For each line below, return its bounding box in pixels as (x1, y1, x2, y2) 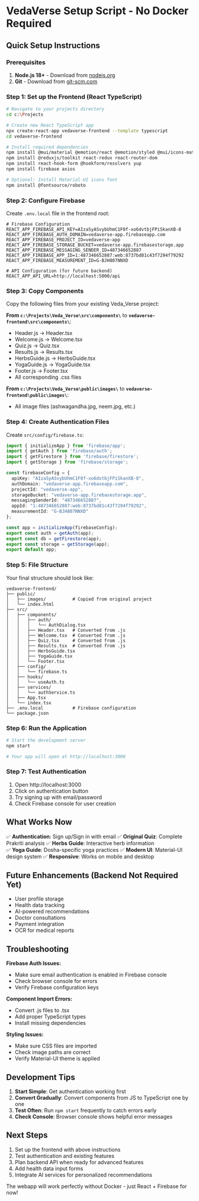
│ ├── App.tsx (6, 695, 46, 701)
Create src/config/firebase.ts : (6, 431, 84, 438)
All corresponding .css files (14, 373, 82, 381)
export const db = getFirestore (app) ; (6, 535, 102, 542)
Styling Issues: (6, 1031, 44, 1038)
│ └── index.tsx (6, 699, 52, 706)
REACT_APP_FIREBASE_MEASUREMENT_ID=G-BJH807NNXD (6, 257, 129, 263)
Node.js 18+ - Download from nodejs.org (14, 71, 115, 78)
